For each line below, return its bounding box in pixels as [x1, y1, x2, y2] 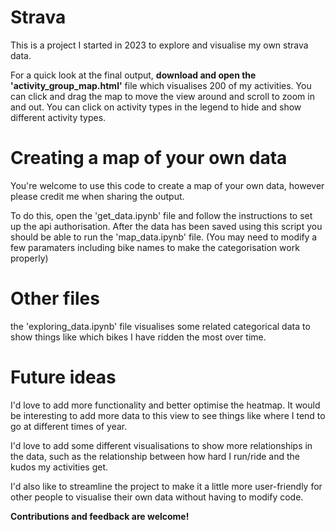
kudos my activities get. [10, 461, 109, 473]
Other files [10, 287, 100, 310]
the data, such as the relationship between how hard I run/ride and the [10, 450, 301, 462]
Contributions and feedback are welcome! [10, 510, 190, 522]
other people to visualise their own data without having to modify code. [10, 491, 304, 503]
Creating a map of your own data [10, 147, 288, 170]
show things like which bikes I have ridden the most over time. [10, 331, 267, 343]
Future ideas [10, 366, 117, 388]
